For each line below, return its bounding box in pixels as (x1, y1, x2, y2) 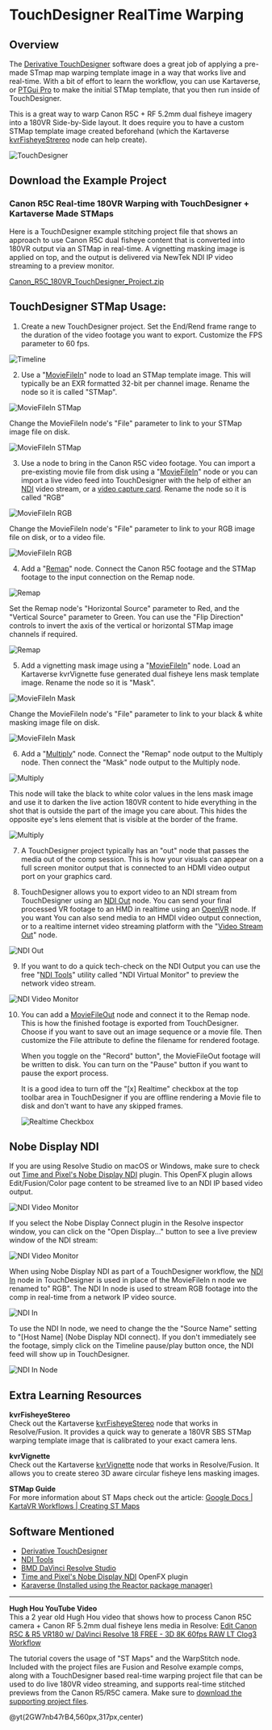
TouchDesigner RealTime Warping (9, 6, 245, 24)
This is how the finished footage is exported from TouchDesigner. (20, 1018, 239, 1028)
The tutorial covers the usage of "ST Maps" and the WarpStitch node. (9, 1653, 241, 1663)
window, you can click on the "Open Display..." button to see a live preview (9, 1227, 257, 1237)
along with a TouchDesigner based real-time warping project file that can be (9, 1670, 263, 1680)
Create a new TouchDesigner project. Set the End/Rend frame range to (20, 321, 257, 331)
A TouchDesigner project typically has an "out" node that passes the (20, 845, 249, 855)
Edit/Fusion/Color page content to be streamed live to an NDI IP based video (9, 1179, 263, 1188)
